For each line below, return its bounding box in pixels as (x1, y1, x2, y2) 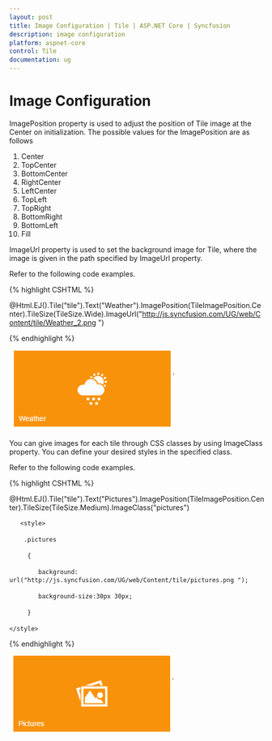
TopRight (20, 203, 52, 212)
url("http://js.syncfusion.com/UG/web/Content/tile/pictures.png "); (9, 576, 249, 584)
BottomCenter (20, 169, 68, 178)
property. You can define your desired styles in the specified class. (9, 447, 233, 456)
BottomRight (20, 212, 63, 221)
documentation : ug (9, 56, 71, 64)
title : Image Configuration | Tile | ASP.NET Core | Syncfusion (9, 21, 231, 30)
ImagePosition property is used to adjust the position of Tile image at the (9, 118, 252, 128)
